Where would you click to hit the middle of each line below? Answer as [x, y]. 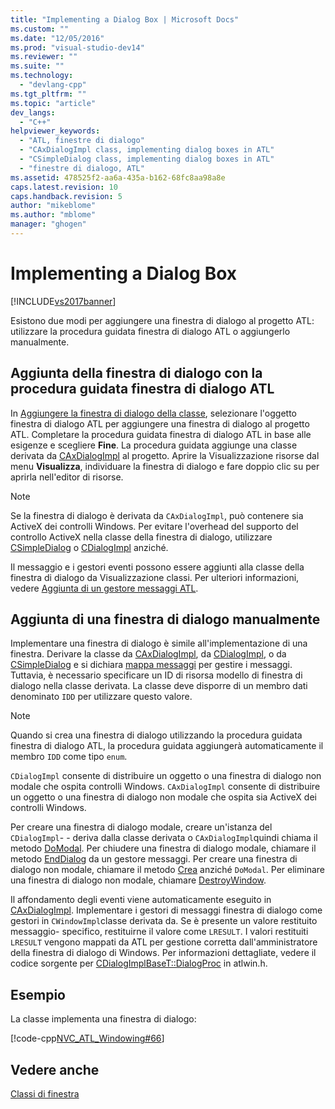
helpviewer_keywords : [55, 131]
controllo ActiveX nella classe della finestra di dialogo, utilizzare [141, 537]
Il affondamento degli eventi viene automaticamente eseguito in [141, 900]
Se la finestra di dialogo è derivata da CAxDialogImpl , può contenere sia [157, 515]
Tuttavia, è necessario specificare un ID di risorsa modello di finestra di [156, 675]
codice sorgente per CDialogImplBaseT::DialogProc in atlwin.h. [139, 963]
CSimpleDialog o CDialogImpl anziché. [89, 547]
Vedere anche [55, 1069]
